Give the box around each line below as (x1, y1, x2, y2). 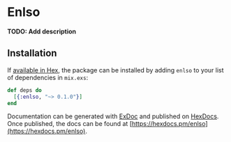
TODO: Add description (7, 27, 77, 35)
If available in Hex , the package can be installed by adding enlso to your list (7, 65, 225, 74)
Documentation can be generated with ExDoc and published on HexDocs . (7, 112, 219, 120)
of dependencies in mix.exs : (7, 73, 89, 81)
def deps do (7, 86, 42, 94)
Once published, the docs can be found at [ (7, 120, 133, 128)
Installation (7, 47, 57, 59)
